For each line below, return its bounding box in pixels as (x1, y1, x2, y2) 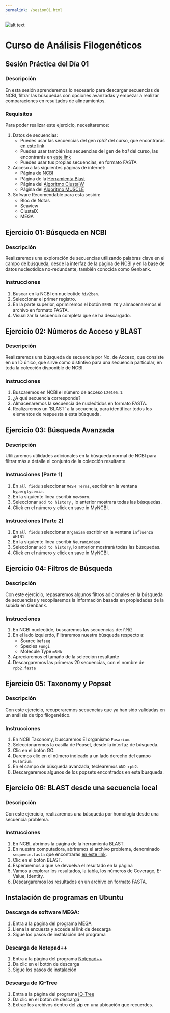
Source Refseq (20, 637, 51, 644)
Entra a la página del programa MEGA (12, 920, 92, 927)
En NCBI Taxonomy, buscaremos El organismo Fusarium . (12, 736, 131, 742)
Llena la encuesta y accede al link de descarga (12, 926, 111, 932)
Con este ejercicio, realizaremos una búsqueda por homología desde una (5, 810, 159, 817)
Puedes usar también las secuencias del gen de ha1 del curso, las (20, 148, 158, 154)
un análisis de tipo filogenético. (5, 712, 71, 718)
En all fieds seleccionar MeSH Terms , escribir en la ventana (12, 482, 137, 489)
